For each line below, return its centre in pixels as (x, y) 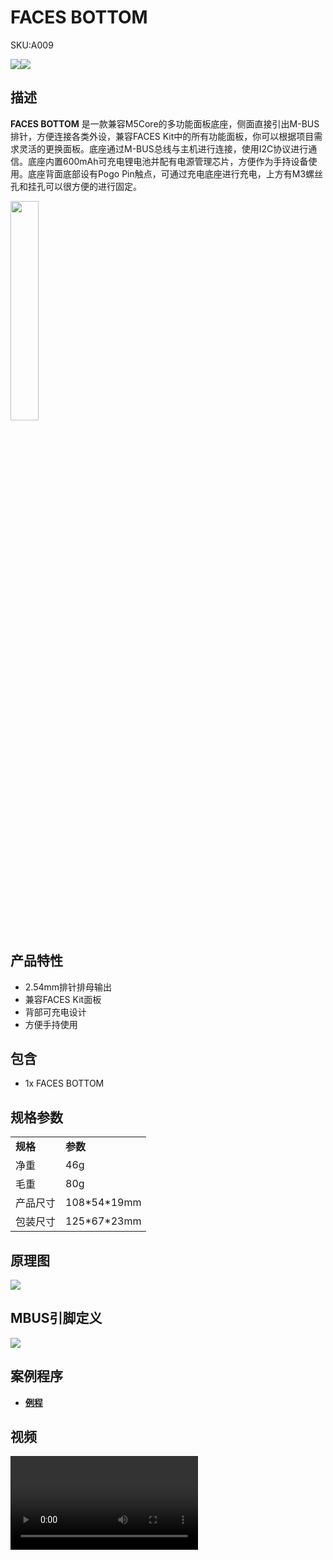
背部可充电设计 (55, 1012)
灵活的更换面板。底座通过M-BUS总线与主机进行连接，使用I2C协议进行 (163, 148)
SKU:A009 (32, 45)
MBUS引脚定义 (56, 1318)
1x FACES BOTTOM (64, 1083)
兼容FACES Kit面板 (63, 999)
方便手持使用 (51, 1024)
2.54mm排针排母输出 (68, 987)
